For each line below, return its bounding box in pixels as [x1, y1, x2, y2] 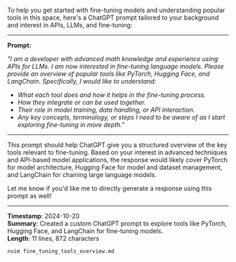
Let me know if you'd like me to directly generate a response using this [7, 184, 212, 192]
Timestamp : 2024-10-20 [7, 212, 80, 220]
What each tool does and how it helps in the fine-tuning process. [17, 91, 206, 99]
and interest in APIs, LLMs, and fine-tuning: [7, 21, 133, 29]
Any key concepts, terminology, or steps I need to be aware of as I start [17, 113, 225, 122]
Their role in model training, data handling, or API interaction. [17, 105, 195, 114]
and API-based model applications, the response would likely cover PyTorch [7, 156, 228, 164]
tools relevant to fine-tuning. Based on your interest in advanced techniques [7, 148, 228, 157]
